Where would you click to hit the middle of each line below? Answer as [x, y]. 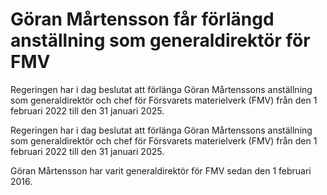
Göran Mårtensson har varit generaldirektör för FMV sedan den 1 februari [161, 170]
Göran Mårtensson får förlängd [142, 19]
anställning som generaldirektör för [160, 40]
